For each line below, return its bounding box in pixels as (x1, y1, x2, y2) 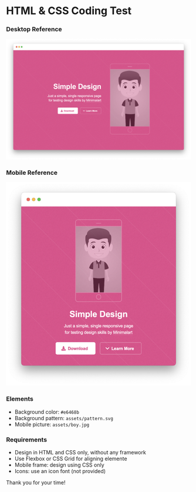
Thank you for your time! (6, 478, 66, 486)
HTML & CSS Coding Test (6, 4, 132, 18)
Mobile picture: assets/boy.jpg (14, 421, 90, 428)
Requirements (6, 436, 48, 444)
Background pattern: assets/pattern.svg (14, 414, 113, 421)
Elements (6, 395, 34, 403)
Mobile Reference (6, 168, 58, 177)
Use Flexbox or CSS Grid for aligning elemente (14, 455, 127, 462)
